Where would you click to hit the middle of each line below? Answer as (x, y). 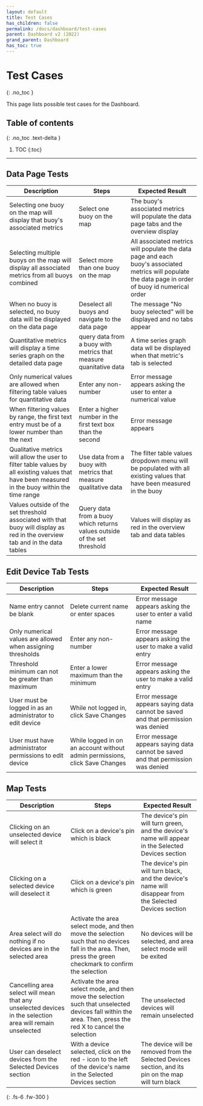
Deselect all (95, 304)
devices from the (33, 1059)
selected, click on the (101, 1052)
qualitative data (101, 487)
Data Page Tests (37, 174)
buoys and (94, 312)
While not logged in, (98, 708)
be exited (154, 956)
